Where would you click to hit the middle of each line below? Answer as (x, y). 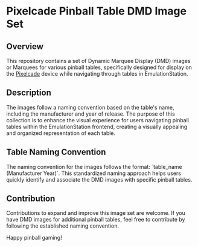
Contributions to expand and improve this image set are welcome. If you (96, 213)
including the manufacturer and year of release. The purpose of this (91, 114)
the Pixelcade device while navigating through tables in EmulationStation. (97, 74)
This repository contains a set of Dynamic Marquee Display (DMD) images (98, 61)
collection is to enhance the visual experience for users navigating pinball (97, 120)
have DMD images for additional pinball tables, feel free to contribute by (96, 220)
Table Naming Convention (56, 152)
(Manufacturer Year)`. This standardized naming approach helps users (94, 173)
